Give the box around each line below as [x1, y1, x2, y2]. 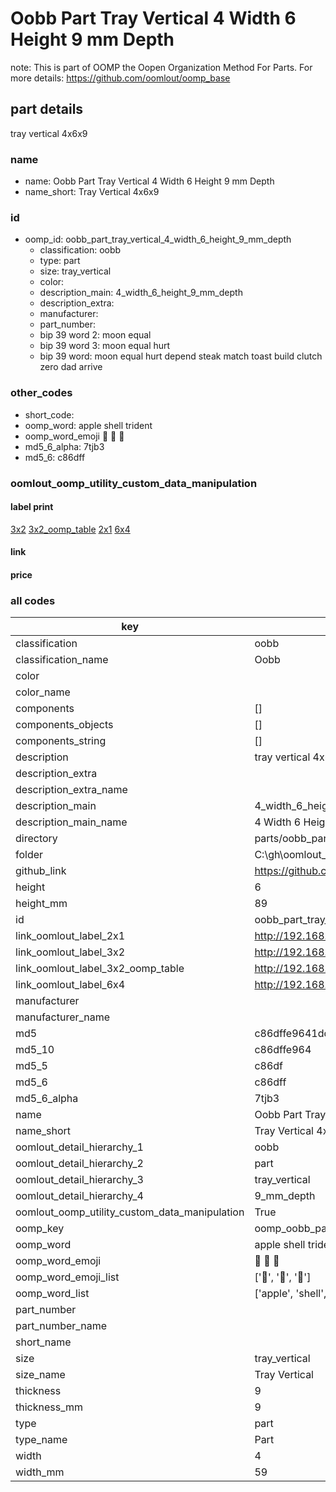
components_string [15, 734, 107, 748]
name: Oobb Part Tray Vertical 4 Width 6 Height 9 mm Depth [24, 175, 275, 187]
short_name [15, 1335, 72, 1349]
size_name [15, 1368, 66, 1382]
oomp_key [15, 1222, 65, 1236]
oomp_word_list [15, 1287, 90, 1301]
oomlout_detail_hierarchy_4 [15, 1189, 144, 1203]
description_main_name [15, 815, 128, 829]
